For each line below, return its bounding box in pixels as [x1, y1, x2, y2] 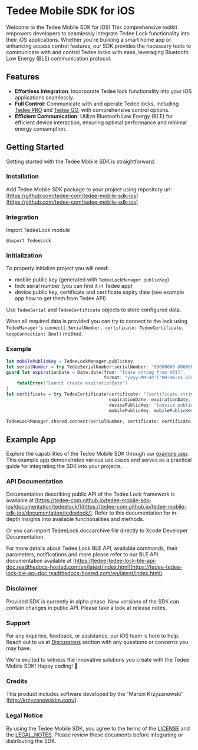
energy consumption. [14, 125, 67, 132]
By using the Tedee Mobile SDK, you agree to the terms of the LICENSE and [6, 725, 190, 732]
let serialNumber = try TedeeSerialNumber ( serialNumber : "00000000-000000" [6, 364, 196, 370]
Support [6, 619, 31, 627]
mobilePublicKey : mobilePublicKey [108, 407, 194, 413]
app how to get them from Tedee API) [14, 295, 107, 302]
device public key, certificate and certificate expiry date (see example [14, 288, 184, 296]
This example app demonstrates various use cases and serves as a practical [6, 456, 192, 463]
